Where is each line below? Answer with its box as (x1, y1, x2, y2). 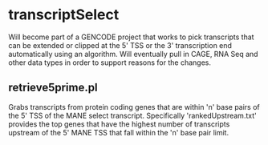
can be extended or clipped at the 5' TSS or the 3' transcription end (8, 40, 233, 50)
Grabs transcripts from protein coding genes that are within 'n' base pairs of (8, 102, 261, 111)
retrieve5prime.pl (8, 81, 98, 95)
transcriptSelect (8, 6, 120, 24)
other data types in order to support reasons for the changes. (8, 58, 211, 67)
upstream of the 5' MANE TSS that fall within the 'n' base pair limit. (8, 127, 229, 137)
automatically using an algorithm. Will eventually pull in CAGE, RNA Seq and (8, 49, 258, 58)
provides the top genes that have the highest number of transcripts (8, 119, 230, 129)
